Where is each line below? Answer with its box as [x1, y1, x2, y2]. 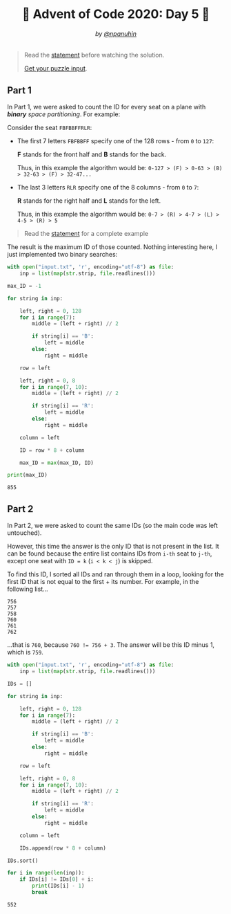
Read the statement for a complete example [23, 230, 149, 238]
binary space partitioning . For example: [7, 110, 121, 118]
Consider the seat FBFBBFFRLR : [7, 124, 92, 132]
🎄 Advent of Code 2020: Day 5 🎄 [21, 6, 210, 22]
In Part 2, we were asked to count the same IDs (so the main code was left [7, 522, 219, 530]
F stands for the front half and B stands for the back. [17, 150, 167, 158]
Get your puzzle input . [23, 64, 88, 73]
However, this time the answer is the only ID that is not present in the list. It [7, 542, 219, 551]
